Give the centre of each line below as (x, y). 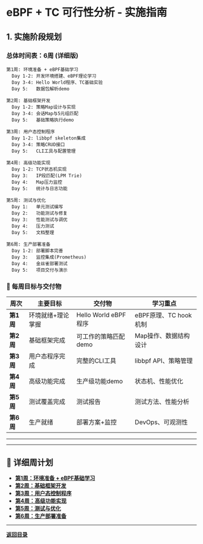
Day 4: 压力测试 (33, 226)
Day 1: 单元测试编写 (37, 207)
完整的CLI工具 (96, 361)
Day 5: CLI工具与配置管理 (44, 151)
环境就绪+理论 (49, 315)
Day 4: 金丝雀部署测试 (40, 264)
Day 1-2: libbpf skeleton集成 (49, 138)
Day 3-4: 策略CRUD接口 (38, 144)
